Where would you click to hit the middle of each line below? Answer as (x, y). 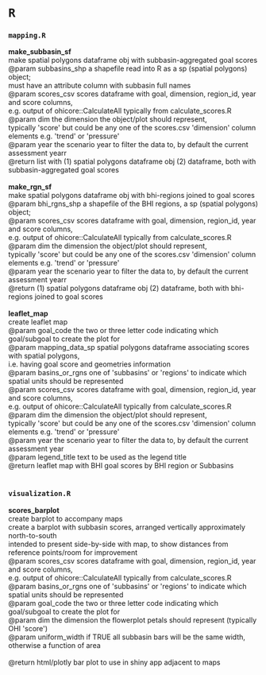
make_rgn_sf (30, 187)
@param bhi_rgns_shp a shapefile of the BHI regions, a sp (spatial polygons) (133, 204)
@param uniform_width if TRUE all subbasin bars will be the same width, (127, 637)
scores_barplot (34, 510)
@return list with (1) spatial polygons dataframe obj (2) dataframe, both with (132, 161)
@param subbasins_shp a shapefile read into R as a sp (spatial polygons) (128, 68)
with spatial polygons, (44, 356)
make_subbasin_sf (40, 52)
